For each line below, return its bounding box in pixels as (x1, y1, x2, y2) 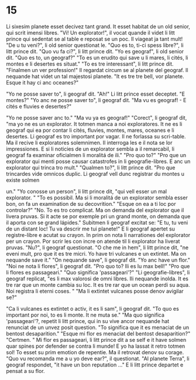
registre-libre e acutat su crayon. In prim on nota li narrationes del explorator (6, 231, 191, 238)
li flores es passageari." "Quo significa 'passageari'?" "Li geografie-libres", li (6, 269, 190, 276)
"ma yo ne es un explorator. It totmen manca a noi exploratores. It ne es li (6, 120, 183, 127)
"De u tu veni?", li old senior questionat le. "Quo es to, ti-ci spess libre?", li (6, 42, 184, 49)
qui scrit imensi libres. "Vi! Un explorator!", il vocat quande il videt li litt (6, 29, 175, 36)
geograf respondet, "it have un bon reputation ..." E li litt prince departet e (6, 361, 184, 368)
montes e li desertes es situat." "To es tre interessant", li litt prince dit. (6, 60, 174, 67)
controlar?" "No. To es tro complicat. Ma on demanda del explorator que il (6, 206, 184, 213)
